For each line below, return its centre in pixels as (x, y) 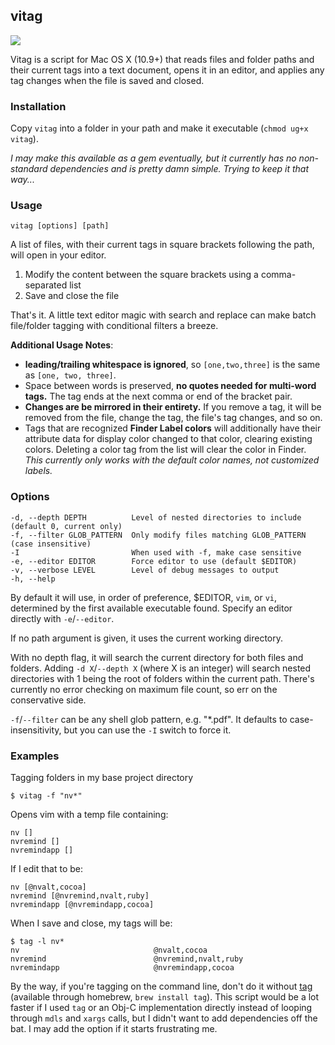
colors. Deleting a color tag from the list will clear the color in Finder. (165, 450)
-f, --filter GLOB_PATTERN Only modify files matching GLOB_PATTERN (158, 535)
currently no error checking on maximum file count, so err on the (144, 689)
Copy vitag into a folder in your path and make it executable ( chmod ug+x (159, 128)
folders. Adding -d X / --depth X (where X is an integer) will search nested (161, 668)
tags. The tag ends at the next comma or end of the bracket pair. (158, 396)
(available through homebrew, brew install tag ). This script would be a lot (165, 997)
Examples (35, 756)
